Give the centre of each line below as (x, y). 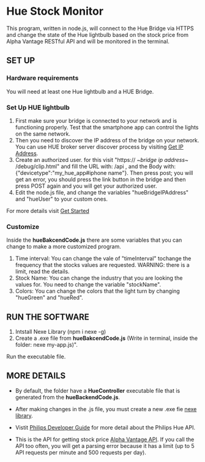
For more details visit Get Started (48, 210)
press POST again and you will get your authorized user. (86, 186)
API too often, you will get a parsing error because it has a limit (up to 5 (105, 445)
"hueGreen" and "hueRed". (49, 298)
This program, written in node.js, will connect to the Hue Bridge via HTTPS (100, 28)
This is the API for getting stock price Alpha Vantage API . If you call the (105, 439)
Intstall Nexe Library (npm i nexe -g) (61, 332)
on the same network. (43, 134)
